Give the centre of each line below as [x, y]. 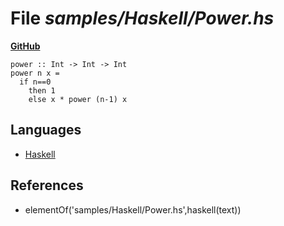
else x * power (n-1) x [78, 99]
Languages [46, 130]
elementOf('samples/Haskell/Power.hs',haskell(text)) [133, 209]
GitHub [25, 46]
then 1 [42, 90]
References [47, 185]
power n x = [35, 73]
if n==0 [35, 82]
